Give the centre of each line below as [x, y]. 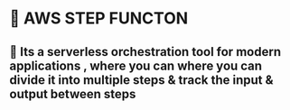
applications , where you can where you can [136, 65]
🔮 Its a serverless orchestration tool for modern [145, 52]
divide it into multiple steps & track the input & [141, 80]
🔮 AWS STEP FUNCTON [99, 18]
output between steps [73, 94]
